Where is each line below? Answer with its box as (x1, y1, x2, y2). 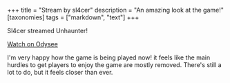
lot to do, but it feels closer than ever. (7, 68, 113, 76)
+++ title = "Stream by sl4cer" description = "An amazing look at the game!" (7, 6, 224, 14)
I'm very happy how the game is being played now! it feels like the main (7, 53, 211, 62)
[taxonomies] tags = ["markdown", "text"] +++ (7, 13, 140, 21)
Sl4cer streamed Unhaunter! (7, 27, 88, 35)
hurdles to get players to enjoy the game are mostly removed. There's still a (7, 61, 222, 68)
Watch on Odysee (7, 40, 59, 48)
